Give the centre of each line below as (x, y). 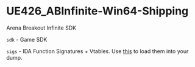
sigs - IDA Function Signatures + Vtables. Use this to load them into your (97, 51)
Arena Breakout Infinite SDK (41, 28)
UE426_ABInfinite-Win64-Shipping (97, 11)
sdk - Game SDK (27, 39)
